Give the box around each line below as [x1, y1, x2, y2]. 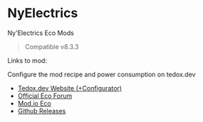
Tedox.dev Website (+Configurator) [17, 83, 123, 92]
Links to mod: [7, 56, 48, 65]
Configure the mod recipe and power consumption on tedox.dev [7, 70, 196, 78]
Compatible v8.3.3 [24, 42, 79, 51]
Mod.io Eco [17, 98, 51, 108]
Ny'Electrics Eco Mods [7, 29, 75, 37]
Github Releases [17, 106, 66, 115]
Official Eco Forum [17, 91, 73, 100]
